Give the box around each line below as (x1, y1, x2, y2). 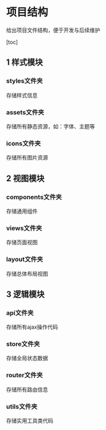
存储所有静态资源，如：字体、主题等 (6, 122, 95, 130)
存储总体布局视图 (6, 270, 48, 277)
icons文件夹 (6, 139, 41, 148)
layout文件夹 (6, 255, 43, 264)
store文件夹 (6, 340, 40, 348)
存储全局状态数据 (6, 354, 48, 362)
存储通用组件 (6, 208, 38, 215)
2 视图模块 (6, 173, 45, 184)
